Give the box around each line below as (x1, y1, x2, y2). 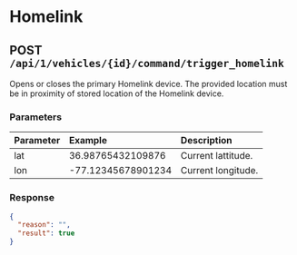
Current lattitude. (180, 150, 253, 162)
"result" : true (17, 229, 75, 238)
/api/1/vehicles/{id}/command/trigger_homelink (9, 56, 284, 70)
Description (180, 134, 233, 147)
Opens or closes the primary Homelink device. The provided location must (9, 79, 288, 89)
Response (9, 191, 54, 204)
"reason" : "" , (17, 221, 71, 230)
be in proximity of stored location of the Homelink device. (9, 88, 224, 99)
